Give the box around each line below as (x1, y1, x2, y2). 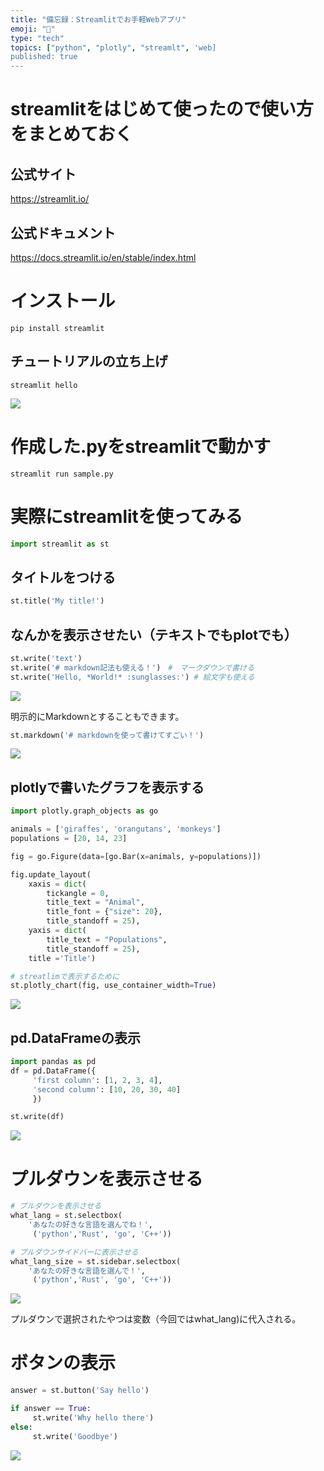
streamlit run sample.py (10, 469, 114, 479)
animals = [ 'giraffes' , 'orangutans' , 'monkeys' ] (10, 824, 222, 835)
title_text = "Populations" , (46, 934, 168, 945)
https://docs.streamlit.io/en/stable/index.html (10, 251, 197, 263)
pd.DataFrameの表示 (10, 1029, 141, 1046)
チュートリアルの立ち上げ (10, 353, 168, 370)
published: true (10, 52, 78, 62)
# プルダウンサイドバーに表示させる (10, 1247, 139, 1257)
